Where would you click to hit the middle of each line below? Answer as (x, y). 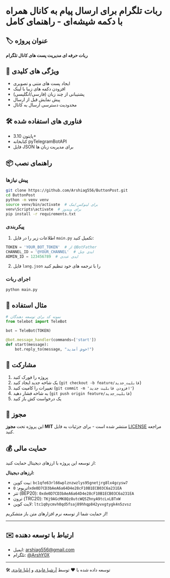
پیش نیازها (17, 180)
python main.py (22, 290)
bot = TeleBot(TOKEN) (29, 331)
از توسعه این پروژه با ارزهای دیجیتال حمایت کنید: (51, 463)
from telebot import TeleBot (36, 322)
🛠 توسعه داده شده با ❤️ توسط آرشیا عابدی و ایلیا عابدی (58, 569)
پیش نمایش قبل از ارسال (37, 99)
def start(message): (27, 344)
